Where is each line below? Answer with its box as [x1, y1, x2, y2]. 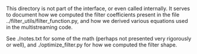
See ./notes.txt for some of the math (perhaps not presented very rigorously [6, 35, 192, 42]
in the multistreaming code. [6, 23, 73, 31]
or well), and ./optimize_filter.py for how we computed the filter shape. [6, 41, 177, 48]
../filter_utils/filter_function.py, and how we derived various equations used [6, 18, 188, 24]
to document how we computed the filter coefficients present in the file [6, 11, 180, 18]
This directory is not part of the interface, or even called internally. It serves [6, 5, 190, 12]
